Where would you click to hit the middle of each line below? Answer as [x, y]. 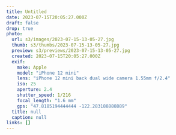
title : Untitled [26, 12]
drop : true [20, 28]
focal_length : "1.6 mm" [47, 100]
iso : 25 [26, 84]
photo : [14, 34]
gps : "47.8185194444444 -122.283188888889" [72, 106]
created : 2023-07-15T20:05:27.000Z [56, 56]
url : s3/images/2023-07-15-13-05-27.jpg [63, 39]
